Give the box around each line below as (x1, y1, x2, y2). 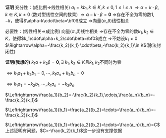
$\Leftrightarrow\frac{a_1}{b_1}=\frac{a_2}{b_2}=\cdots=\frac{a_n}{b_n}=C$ (5, 122, 160, 128)
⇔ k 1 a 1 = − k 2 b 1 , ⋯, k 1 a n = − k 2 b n (6, 81, 74, 88)
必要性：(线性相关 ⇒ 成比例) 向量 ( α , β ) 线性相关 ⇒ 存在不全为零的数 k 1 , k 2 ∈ (5, 28, 154, 35)
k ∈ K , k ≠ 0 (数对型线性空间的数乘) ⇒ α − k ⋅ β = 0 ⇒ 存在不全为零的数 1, (5, 11, 155, 17)
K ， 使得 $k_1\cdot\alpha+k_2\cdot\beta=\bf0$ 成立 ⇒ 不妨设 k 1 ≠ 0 (5, 35, 138, 42)
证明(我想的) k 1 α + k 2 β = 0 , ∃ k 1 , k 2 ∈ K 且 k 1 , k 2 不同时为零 (5, 59, 122, 66)
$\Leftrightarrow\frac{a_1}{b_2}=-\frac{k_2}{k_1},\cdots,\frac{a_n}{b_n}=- (5, 92, 155, 98)
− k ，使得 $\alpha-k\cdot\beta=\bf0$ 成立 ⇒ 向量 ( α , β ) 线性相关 (5, 17, 130, 23)
